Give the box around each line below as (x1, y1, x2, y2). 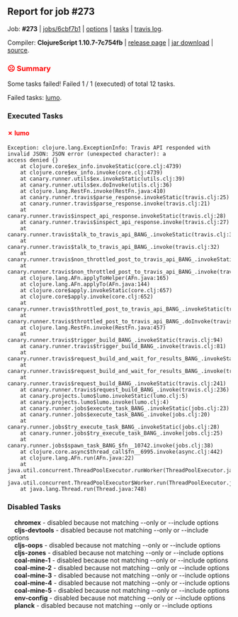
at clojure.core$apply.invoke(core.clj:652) (20, 294, 154, 301)
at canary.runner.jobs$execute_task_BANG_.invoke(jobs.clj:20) (20, 411, 211, 418)
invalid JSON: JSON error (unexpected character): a (7, 150, 166, 158)
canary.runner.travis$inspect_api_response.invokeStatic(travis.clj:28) (7, 213, 227, 220)
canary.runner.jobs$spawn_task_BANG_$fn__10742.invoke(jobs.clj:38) (7, 443, 214, 450)
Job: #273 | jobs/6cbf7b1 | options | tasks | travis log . (7, 24, 164, 33)
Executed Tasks (7, 111, 64, 121)
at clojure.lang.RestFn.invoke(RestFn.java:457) (20, 324, 166, 332)
